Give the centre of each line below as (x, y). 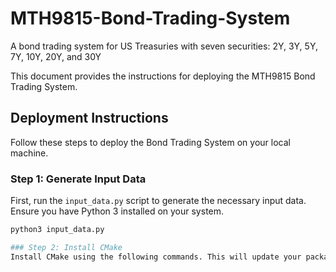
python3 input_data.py (57, 230)
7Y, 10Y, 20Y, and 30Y (56, 56)
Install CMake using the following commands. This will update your (156, 257)
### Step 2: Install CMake (66, 247)
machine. (29, 153)
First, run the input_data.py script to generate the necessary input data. (158, 201)
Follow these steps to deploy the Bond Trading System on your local (150, 142)
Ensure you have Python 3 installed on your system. (117, 211)
